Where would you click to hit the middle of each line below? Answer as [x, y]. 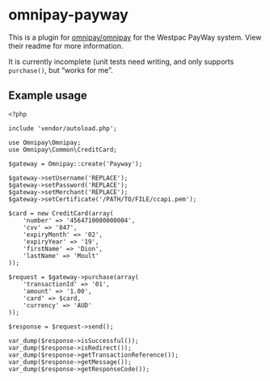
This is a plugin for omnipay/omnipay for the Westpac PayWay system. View [135, 37]
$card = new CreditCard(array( [61, 213]
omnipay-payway [69, 15]
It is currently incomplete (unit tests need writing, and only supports [121, 61]
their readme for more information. [66, 45]
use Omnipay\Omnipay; [45, 142]
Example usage [48, 96]
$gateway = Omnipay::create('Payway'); [76, 163]
